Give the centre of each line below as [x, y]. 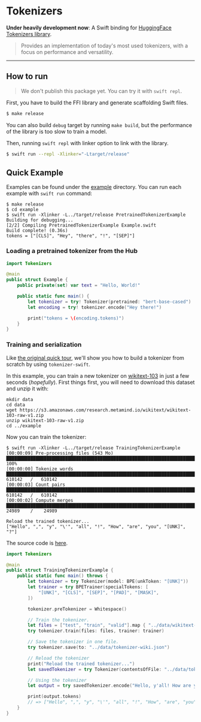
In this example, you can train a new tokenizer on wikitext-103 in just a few [98, 375]
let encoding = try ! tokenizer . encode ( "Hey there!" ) [95, 307]
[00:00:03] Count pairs [36, 485]
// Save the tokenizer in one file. [73, 642]
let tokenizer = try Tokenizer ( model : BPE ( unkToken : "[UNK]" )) [108, 582]
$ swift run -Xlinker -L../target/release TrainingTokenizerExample [93, 448]
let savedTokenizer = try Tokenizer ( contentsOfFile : [95, 669]
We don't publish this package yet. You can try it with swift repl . [101, 91]
